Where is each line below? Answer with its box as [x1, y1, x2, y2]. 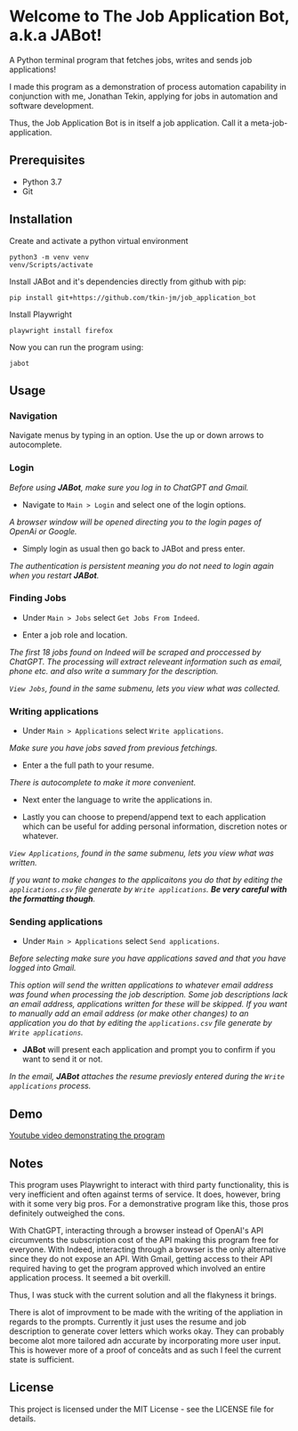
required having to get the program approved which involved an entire [9, 1263, 266, 1274]
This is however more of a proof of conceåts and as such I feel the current [9, 1345, 282, 1355]
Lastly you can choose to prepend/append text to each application [21, 812, 267, 823]
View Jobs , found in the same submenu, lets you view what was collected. [9, 683, 280, 694]
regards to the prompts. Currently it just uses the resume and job [9, 1316, 247, 1328]
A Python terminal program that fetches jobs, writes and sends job [9, 54, 253, 65]
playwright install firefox [9, 326, 114, 335]
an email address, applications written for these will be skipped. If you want [9, 999, 287, 1010]
